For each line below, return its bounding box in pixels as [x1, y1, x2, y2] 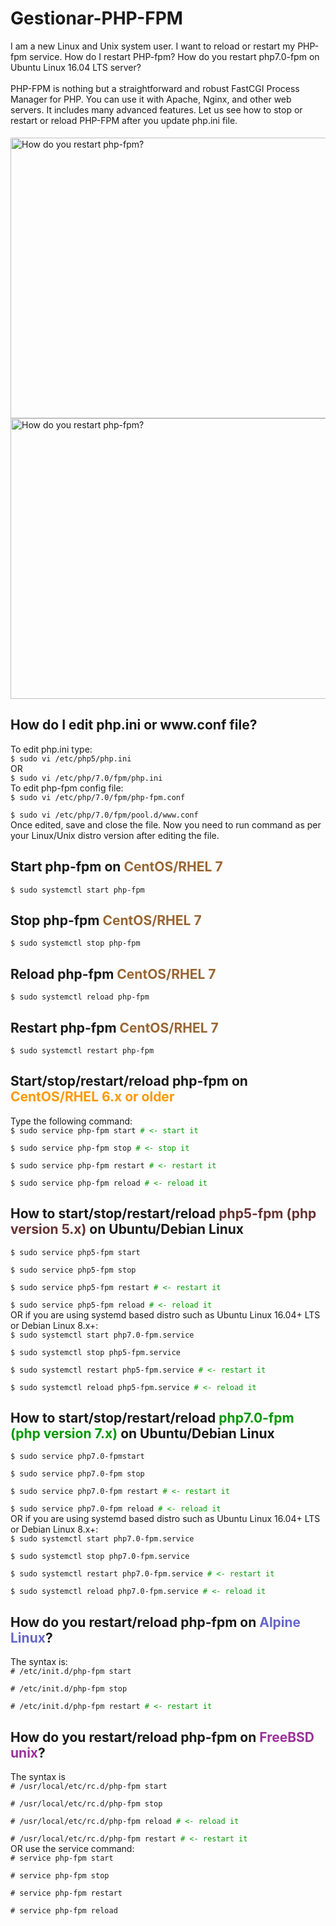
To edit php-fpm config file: [10, 782, 124, 794]
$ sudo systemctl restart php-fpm [10, 1046, 155, 1056]
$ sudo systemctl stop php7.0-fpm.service [10, 1552, 190, 1562]
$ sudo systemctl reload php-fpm [10, 992, 150, 1002]
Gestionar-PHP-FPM [10, 7, 183, 30]
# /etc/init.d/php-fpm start [10, 1667, 132, 1677]
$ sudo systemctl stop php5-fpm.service [10, 1347, 182, 1357]
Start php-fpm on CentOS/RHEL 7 [10, 858, 223, 876]
